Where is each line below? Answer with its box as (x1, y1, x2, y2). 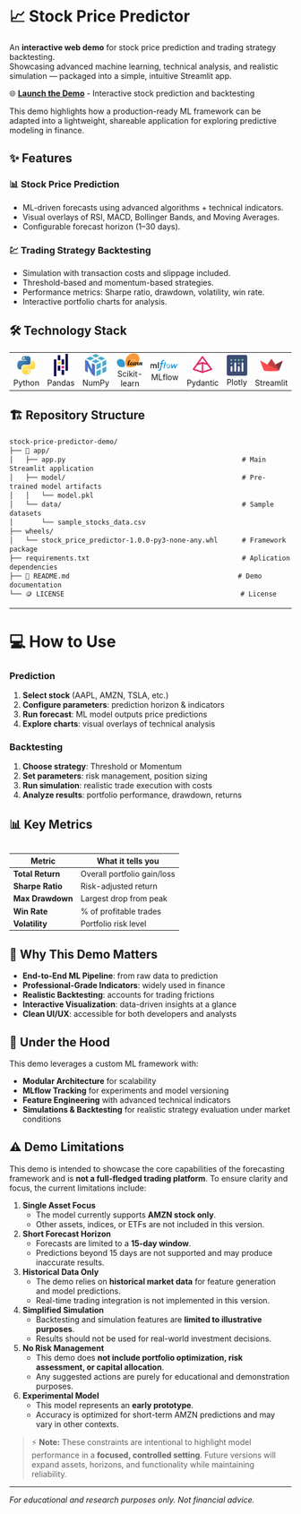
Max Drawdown (13, 893, 73, 904)
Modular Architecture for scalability (21, 1076, 157, 1087)
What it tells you (97, 856, 159, 866)
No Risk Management (21, 1342, 105, 1353)
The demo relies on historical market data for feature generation (35, 1276, 276, 1286)
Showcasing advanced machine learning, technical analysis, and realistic (9, 61, 279, 72)
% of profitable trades (80, 906, 162, 916)
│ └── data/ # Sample (9, 500, 275, 509)
